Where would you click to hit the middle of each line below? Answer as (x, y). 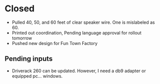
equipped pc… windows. (37, 76)
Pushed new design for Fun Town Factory (55, 43)
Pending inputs (29, 59)
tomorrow (22, 38)
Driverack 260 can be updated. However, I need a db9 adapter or (79, 71)
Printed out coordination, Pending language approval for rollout (77, 33)
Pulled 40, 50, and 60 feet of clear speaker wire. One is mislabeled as (83, 22)
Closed (20, 9)
